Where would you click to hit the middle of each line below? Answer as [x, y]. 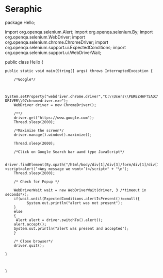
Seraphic [24, 9]
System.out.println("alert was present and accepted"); [72, 228]
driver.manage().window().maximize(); [53, 135]
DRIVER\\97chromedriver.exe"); [37, 101]
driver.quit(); [29, 245]
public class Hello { [24, 62]
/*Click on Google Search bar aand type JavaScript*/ [69, 152]
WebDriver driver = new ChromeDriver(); [55, 105]
